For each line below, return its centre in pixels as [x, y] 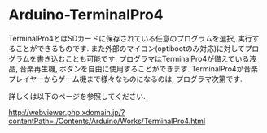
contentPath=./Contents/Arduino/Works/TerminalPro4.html [107, 121]
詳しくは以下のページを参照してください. [77, 96]
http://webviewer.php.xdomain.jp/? [67, 112]
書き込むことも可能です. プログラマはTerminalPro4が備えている [143, 58]
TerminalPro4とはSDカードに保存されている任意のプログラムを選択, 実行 [130, 38]
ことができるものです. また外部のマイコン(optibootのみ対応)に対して [130, 48]
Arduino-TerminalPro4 [86, 15]
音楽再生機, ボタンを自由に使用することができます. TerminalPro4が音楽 [139, 69]
